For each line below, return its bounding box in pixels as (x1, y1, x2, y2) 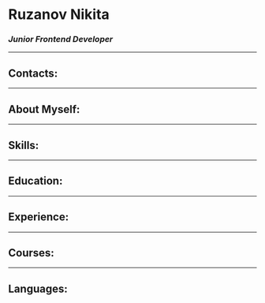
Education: (8, 174, 63, 188)
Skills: (8, 138, 39, 151)
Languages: (8, 282, 69, 295)
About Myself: (8, 103, 80, 116)
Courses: (8, 246, 55, 260)
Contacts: (8, 66, 58, 80)
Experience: (8, 211, 69, 224)
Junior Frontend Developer (8, 34, 114, 45)
